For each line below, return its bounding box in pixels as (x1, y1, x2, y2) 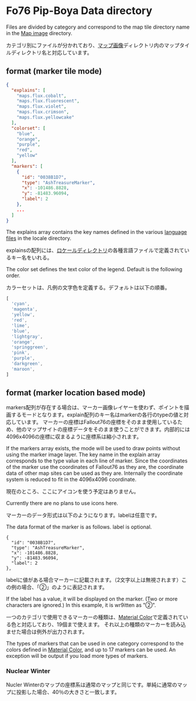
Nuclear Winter (6, 667, 51, 675)
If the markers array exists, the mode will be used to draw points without (6, 445, 180, 452)
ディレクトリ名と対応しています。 (11, 49, 92, 56)
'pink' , (11, 350, 30, 356)
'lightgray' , (11, 333, 43, 340)
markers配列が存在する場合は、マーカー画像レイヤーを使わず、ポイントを (6, 404, 184, 411)
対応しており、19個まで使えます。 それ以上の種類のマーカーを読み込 (21, 621, 186, 628)
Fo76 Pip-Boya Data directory (6, 4, 153, 18)
